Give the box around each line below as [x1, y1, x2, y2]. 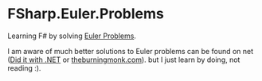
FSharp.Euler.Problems [7, 5, 164, 23]
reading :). [7, 63, 41, 72]
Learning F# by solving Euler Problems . [7, 31, 137, 40]
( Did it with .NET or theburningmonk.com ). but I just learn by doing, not [7, 55, 240, 64]
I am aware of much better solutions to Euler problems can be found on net [7, 46, 254, 56]
